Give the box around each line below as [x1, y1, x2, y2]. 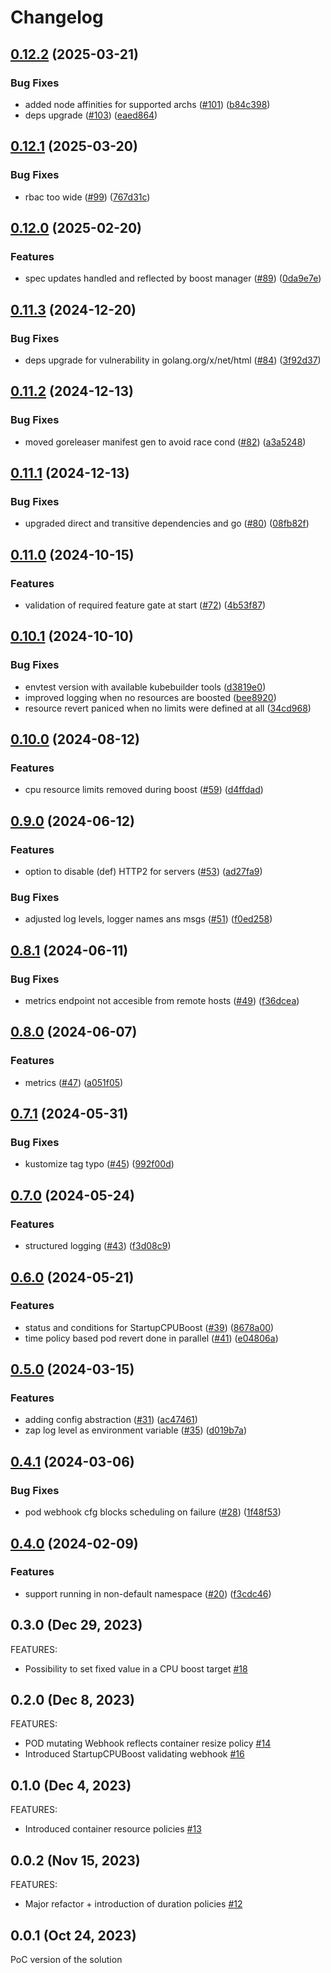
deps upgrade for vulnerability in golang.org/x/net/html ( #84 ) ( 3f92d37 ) [24, 354, 322, 366]
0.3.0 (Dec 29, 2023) [10, 1617, 143, 1634]
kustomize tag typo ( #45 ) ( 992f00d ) [24, 1158, 175, 1170]
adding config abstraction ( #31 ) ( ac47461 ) [24, 1414, 198, 1426]
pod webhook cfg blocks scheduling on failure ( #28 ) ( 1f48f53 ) [24, 1506, 282, 1518]
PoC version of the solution [10, 1953, 123, 1965]
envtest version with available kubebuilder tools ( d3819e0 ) [24, 681, 267, 693]
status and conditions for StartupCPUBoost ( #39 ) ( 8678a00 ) [24, 1321, 275, 1333]
